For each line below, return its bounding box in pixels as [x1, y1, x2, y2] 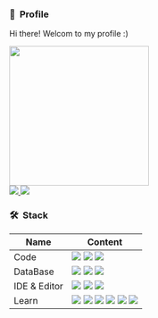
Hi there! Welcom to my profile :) [9, 29, 129, 39]
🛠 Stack [9, 209, 49, 222]
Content [87, 236, 123, 248]
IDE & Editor [13, 280, 64, 292]
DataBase [13, 265, 55, 278]
